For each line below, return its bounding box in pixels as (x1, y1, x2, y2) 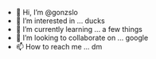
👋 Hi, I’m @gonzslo (15, 8, 78, 17)
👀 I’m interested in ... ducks (15, 16, 105, 26)
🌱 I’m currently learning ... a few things (15, 25, 143, 33)
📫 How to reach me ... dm (15, 42, 103, 51)
